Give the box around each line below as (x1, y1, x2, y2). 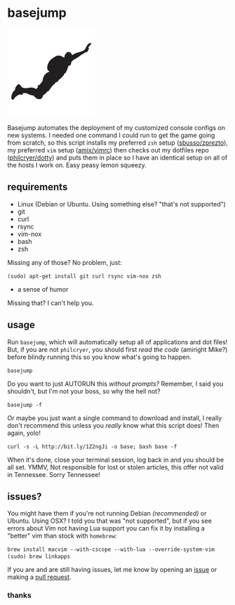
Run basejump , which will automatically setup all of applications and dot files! (7, 337, 228, 346)
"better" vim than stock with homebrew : (7, 532, 117, 540)
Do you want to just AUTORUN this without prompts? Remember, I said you (7, 379, 224, 388)
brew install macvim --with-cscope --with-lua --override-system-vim (7, 546, 215, 553)
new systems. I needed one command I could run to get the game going (7, 131, 215, 139)
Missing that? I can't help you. (7, 299, 94, 307)
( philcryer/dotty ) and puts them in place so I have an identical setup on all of (7, 153, 228, 162)
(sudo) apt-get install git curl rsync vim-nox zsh (7, 273, 161, 280)
